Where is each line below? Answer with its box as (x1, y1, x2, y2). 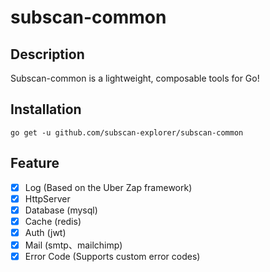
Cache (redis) (24, 215, 82, 227)
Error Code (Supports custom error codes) (24, 251, 201, 262)
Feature (10, 155, 60, 172)
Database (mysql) (24, 204, 98, 216)
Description (10, 46, 85, 63)
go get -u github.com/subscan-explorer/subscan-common (10, 127, 244, 138)
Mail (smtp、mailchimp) (24, 239, 123, 251)
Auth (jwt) (24, 226, 67, 238)
